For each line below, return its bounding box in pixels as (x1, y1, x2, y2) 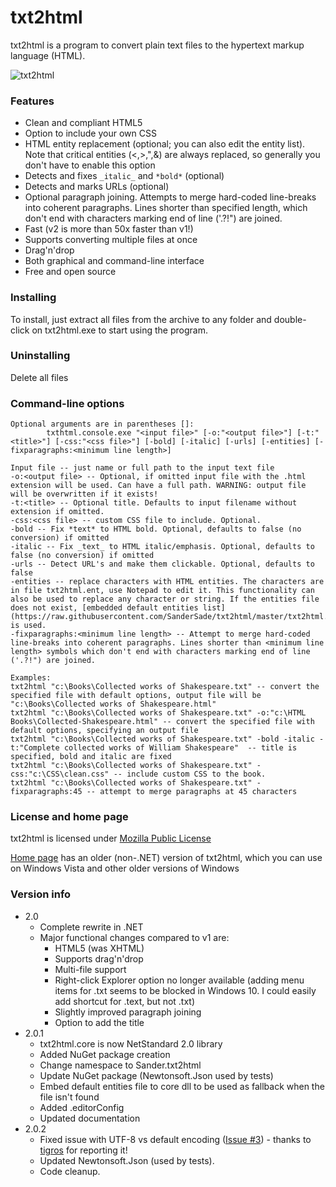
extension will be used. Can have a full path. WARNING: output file (10, 481, 307, 491)
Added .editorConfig (39, 1101, 125, 1113)
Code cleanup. (39, 1165, 101, 1177)
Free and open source (24, 266, 117, 278)
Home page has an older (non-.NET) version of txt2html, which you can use (10, 852, 323, 864)
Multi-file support (54, 963, 127, 975)
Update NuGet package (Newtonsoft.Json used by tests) (39, 1069, 274, 1081)
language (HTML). (10, 49, 86, 61)
